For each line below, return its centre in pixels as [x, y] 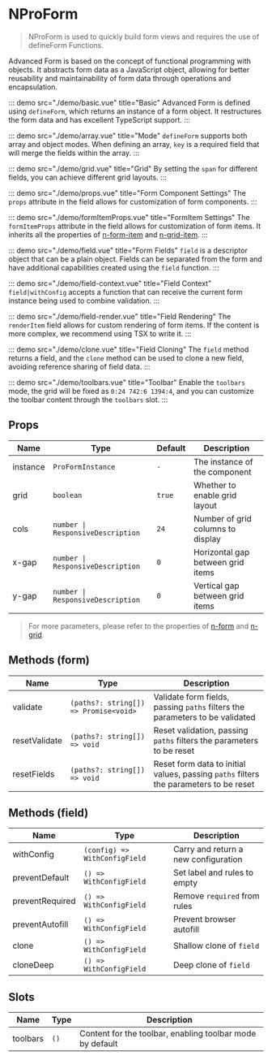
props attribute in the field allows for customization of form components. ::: [133, 201]
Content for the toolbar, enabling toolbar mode [168, 1034]
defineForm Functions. [66, 45]
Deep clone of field [211, 965]
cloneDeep [33, 965]
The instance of [223, 461]
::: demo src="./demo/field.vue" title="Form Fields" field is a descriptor [128, 250]
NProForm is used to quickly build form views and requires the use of [144, 37]
